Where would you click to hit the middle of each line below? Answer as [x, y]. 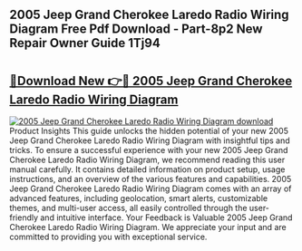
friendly [24, 217]
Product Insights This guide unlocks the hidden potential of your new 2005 [149, 131]
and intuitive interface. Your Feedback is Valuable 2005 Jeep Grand [166, 217]
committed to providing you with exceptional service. [108, 237]
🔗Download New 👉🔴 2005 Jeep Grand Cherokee [151, 81]
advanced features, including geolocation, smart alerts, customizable [139, 198]
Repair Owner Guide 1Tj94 [85, 43]
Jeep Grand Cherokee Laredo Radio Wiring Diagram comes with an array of [151, 188]
